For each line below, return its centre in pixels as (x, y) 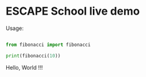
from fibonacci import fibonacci (48, 45)
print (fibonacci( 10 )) (33, 56)
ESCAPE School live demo (73, 11)
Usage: (15, 28)
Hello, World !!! (24, 67)
